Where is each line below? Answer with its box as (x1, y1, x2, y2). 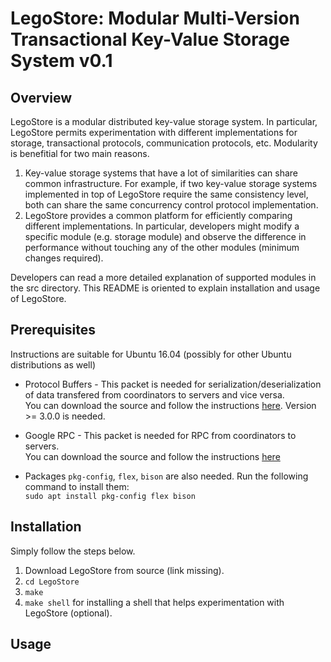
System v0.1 (10, 50, 113, 72)
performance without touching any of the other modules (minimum (24, 242, 300, 253)
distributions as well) (10, 358, 96, 371)
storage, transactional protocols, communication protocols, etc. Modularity (10, 137, 318, 149)
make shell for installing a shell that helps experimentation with (24, 596, 285, 608)
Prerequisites (10, 322, 96, 339)
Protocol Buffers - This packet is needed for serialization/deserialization (24, 378, 322, 390)
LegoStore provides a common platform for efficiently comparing (24, 210, 293, 221)
